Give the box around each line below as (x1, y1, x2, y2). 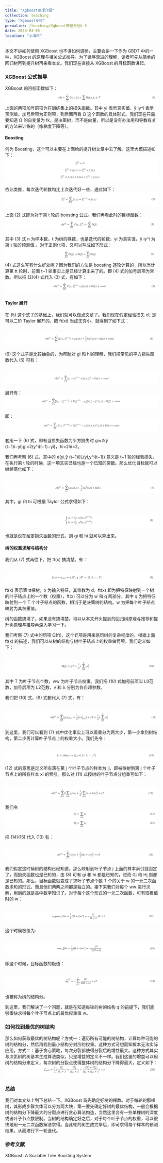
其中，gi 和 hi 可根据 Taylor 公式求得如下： (5, 498, 90, 505)
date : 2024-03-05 (5, 28, 40, 34)
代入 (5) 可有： (9, 357, 39, 363)
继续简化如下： (5, 466, 35, 472)
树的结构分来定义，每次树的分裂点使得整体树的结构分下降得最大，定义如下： (5, 1060, 158, 1066)
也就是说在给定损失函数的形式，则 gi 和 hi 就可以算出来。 (5, 533, 119, 539)
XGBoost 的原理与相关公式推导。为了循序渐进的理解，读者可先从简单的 (13, 54, 156, 60)
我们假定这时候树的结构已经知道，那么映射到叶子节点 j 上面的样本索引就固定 (5, 865, 158, 872)
